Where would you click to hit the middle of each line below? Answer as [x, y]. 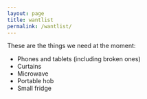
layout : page [26, 13]
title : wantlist [30, 20]
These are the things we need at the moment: [71, 46]
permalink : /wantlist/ [39, 26]
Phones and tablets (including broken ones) [79, 59]
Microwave [33, 74]
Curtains [29, 67]
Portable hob [35, 81]
